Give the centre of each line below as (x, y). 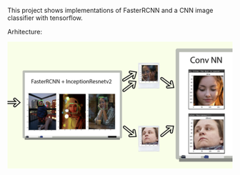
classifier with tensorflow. (45, 18)
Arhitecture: (25, 32)
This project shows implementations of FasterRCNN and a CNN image (110, 10)
